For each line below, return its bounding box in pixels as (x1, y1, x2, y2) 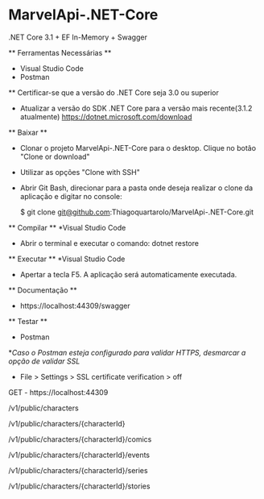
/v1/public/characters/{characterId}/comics (8, 434, 152, 444)
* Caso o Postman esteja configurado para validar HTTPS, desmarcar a (8, 347, 246, 357)
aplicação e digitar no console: (19, 191, 122, 201)
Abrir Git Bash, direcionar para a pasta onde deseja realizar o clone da (19, 183, 254, 193)
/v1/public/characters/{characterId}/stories (8, 481, 151, 491)
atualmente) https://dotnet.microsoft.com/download (19, 111, 192, 122)
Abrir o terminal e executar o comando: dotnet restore (19, 238, 200, 247)
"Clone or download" (19, 152, 90, 161)
